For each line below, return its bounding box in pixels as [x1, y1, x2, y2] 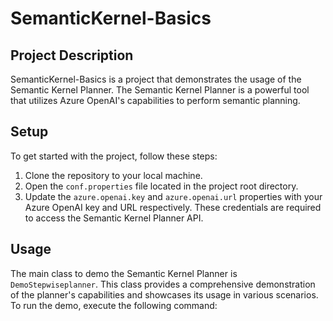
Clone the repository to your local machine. [24, 169, 203, 181]
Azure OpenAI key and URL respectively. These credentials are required [24, 201, 322, 213]
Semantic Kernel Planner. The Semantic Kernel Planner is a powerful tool [10, 84, 310, 96]
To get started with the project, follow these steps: [10, 150, 218, 162]
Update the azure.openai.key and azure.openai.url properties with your [24, 190, 323, 202]
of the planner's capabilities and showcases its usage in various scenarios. [10, 288, 319, 301]
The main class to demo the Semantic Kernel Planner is [10, 267, 238, 279]
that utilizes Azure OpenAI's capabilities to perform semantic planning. [10, 95, 301, 106]
